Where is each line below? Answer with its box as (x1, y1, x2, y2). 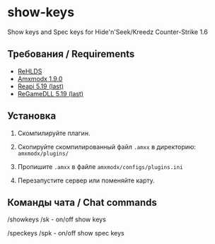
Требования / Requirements (7, 48, 135, 60)
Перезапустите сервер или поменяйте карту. (17, 176, 156, 185)
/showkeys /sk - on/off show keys (7, 215, 106, 223)
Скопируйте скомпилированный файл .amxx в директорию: (17, 142, 197, 151)
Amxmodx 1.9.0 (17, 74, 63, 83)
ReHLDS (17, 66, 42, 75)
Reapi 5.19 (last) (17, 82, 64, 91)
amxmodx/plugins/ (17, 150, 69, 157)
